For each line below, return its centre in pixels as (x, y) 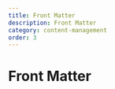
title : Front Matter (42, 15)
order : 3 (22, 37)
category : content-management (58, 30)
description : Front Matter (52, 23)
